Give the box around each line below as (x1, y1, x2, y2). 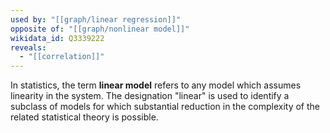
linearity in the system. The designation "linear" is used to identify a (10, 90, 290, 102)
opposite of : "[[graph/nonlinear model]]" (10, 24, 190, 34)
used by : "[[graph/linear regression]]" (10, 14, 182, 25)
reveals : (10, 42, 47, 53)
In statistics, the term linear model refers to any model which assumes (10, 79, 302, 91)
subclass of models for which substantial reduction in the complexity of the (10, 101, 320, 113)
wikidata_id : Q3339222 (10, 33, 105, 43)
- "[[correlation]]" (19, 52, 105, 62)
